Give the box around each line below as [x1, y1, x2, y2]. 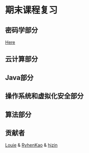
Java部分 [5, 73, 34, 82]
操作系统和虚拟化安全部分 [5, 92, 84, 100]
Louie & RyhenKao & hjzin [5, 142, 58, 148]
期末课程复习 [5, 4, 58, 16]
